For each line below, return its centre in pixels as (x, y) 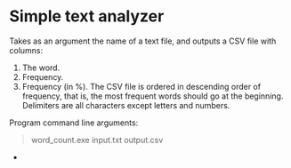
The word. (41, 68)
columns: (26, 50)
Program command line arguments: (74, 123)
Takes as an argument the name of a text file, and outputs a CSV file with (143, 41)
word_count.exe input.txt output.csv (97, 140)
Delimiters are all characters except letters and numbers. (126, 105)
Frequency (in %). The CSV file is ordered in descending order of (141, 86)
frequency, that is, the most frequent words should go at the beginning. (153, 96)
